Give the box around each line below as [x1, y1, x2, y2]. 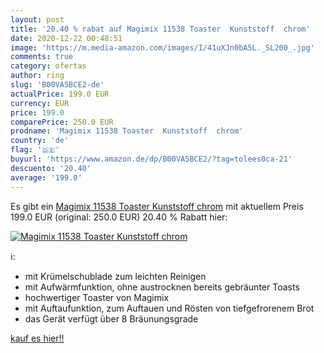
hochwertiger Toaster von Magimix [24, 291, 170, 303]
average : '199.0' [10, 172, 83, 183]
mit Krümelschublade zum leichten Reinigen [24, 270, 207, 282]
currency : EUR [10, 98, 70, 108]
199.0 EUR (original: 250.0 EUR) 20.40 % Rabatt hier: [10, 211, 228, 223]
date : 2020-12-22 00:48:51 [10, 33, 123, 43]
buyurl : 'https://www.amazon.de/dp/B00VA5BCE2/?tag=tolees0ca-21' [10, 154, 293, 164]
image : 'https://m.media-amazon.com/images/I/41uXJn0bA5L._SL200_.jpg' [10, 42, 315, 53]
